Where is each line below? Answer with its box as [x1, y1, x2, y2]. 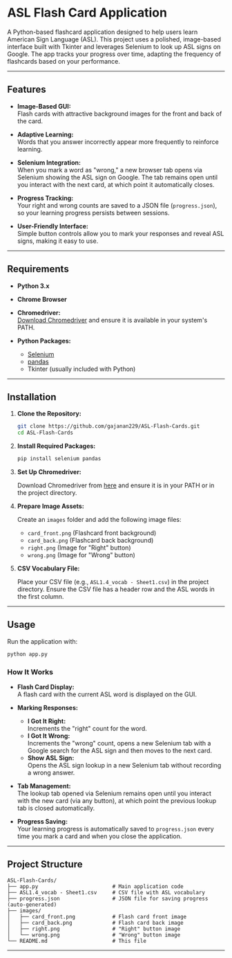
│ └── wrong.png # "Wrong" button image [7, 931, 181, 939]
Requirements [7, 263, 69, 275]
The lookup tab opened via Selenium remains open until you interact [17, 789, 212, 797]
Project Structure [7, 858, 83, 870]
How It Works [7, 667, 54, 676]
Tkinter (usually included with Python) [27, 365, 136, 373]
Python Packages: [17, 336, 71, 345]
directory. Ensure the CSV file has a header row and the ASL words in [17, 585, 215, 593]
